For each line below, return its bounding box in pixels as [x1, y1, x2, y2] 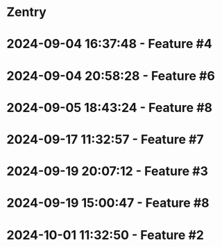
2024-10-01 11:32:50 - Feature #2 [6, 227, 204, 243]
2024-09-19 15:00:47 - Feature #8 [6, 196, 210, 211]
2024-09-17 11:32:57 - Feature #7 [6, 132, 204, 147]
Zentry [6, 4, 46, 20]
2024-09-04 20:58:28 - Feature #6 [6, 67, 216, 83]
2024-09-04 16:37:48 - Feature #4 [6, 36, 212, 52]
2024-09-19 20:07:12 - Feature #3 [6, 164, 209, 180]
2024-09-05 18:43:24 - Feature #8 [6, 99, 213, 115]
